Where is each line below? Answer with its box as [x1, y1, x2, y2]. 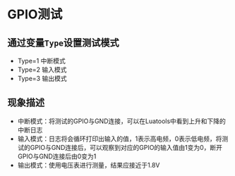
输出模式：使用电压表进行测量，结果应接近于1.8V [17, 161, 160, 169]
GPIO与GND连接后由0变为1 [17, 152, 97, 161]
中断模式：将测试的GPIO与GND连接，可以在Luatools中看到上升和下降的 [17, 117, 226, 125]
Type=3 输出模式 [17, 75, 67, 82]
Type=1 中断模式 [17, 57, 66, 65]
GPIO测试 [7, 6, 63, 23]
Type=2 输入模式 [17, 65, 67, 74]
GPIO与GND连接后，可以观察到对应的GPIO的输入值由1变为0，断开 [30, 143, 223, 151]
